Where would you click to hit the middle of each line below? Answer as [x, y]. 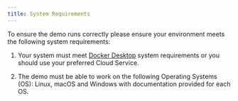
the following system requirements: [59, 41]
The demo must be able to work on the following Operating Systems [118, 76]
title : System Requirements [49, 14]
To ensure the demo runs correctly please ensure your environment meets [116, 34]
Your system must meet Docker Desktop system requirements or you [119, 55]
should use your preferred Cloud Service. [79, 63]
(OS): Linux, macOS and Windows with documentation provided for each [124, 84]
